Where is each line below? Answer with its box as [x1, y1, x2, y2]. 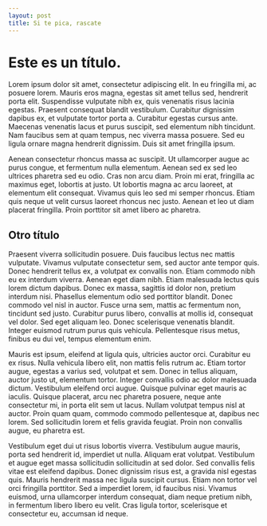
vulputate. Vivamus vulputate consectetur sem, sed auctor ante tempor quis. [8, 258, 260, 268]
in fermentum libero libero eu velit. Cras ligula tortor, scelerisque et [8, 500, 228, 510]
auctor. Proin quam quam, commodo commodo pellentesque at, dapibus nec [8, 409, 260, 418]
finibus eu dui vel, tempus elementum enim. [8, 334, 151, 343]
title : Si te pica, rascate [8, 19, 102, 27]
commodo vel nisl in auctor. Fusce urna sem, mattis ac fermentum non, [8, 300, 241, 310]
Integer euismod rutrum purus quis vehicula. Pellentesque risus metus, [8, 326, 241, 336]
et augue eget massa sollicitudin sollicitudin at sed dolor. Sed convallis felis [8, 458, 255, 468]
